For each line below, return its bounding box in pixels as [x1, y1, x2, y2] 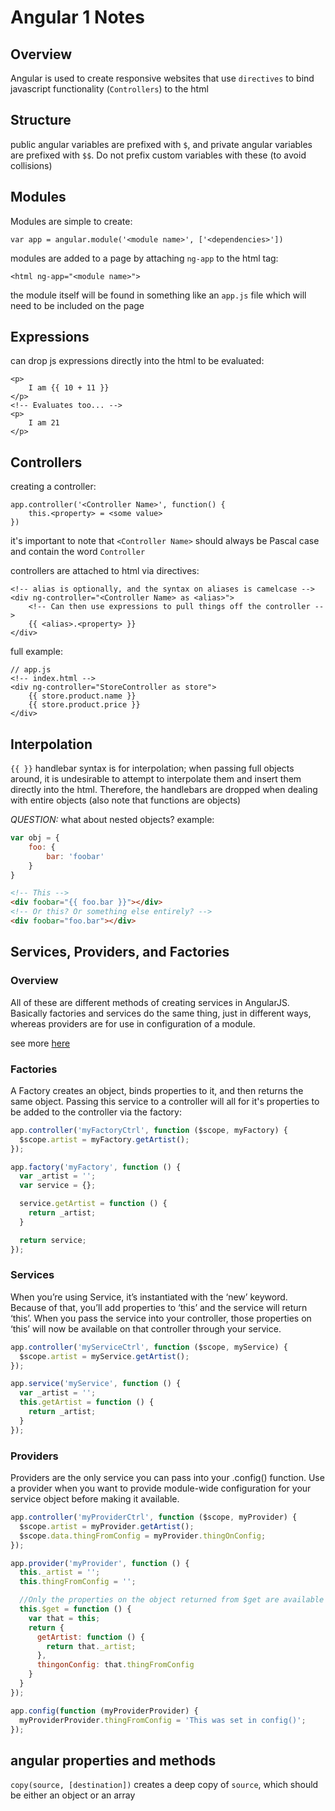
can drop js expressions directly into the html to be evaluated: [10, 355, 265, 367]
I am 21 [28, 418, 60, 428]
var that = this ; [28, 1613, 101, 1623]
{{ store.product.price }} [28, 700, 141, 710]
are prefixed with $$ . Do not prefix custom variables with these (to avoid [10, 149, 307, 161]
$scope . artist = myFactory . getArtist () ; [19, 1134, 190, 1145]
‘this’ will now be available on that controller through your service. [10, 1322, 282, 1335]
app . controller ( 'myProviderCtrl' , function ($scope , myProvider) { [10, 1512, 298, 1523]
